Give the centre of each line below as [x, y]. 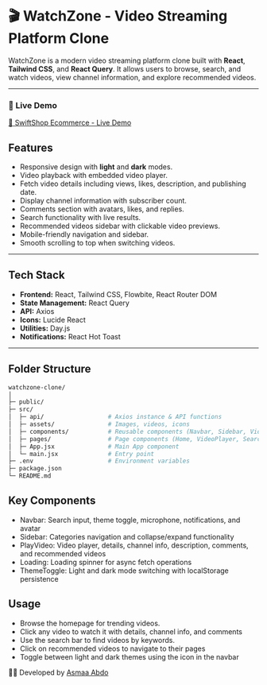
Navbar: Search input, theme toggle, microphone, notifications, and [130, 520]
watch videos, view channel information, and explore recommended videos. [132, 77]
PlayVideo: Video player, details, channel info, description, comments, [134, 545]
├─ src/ [21, 410]
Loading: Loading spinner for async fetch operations [106, 562]
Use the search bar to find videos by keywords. [97, 640]
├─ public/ [26, 402]
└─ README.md [30, 476]
